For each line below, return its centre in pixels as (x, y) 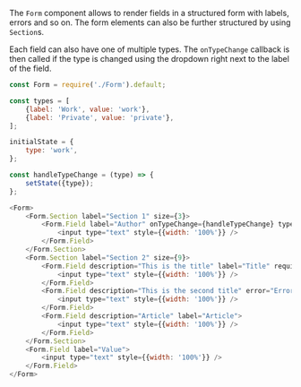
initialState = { (42, 142)
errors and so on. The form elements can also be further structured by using (150, 22)
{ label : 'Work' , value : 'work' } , (88, 109)
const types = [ (39, 101)
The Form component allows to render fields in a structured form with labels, (149, 13)
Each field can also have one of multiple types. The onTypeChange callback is (150, 49)
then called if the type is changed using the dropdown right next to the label (149, 59)
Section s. (27, 32)
